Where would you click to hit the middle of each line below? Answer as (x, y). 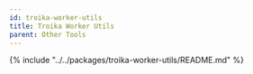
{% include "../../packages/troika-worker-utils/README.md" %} (127, 60)
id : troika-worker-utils (56, 18)
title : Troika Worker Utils (62, 26)
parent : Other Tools (48, 34)
